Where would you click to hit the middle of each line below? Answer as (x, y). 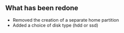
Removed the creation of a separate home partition (66, 20)
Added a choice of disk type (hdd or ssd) (55, 25)
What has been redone (42, 8)
